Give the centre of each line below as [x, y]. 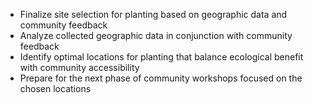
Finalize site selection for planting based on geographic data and [153, 14]
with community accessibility [79, 67]
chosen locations [55, 88]
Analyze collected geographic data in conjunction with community [156, 35]
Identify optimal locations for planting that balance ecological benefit [161, 57]
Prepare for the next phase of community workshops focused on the [161, 78]
